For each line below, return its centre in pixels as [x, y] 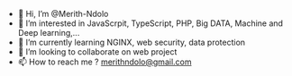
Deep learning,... [49, 33]
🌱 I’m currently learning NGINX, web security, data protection [132, 42]
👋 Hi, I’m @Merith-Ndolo [63, 14]
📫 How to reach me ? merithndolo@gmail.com [105, 62]
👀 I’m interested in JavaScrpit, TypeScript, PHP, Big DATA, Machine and [151, 23]
